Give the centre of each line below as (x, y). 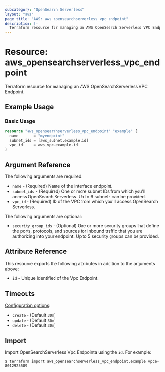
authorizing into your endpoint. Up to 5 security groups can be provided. (85, 236)
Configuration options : (28, 305)
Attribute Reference (36, 252)
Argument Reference (38, 165)
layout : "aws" (20, 14)
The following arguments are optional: (43, 216)
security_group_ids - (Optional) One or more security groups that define (86, 225)
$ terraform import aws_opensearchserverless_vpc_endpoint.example (76, 361)
